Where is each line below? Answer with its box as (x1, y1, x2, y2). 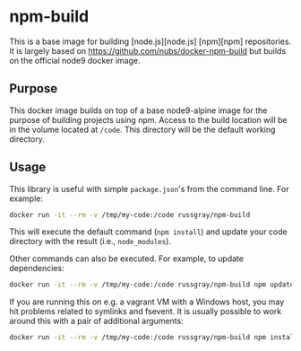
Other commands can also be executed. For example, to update (9, 253, 245, 264)
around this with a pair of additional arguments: (9, 316, 184, 327)
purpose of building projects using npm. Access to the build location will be (9, 114, 288, 125)
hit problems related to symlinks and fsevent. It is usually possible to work (9, 306, 282, 317)
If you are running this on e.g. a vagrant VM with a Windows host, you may (9, 296, 285, 307)
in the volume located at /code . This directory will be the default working (9, 124, 276, 135)
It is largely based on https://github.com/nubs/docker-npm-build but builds (9, 45, 287, 56)
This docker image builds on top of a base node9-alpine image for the (9, 105, 268, 116)
